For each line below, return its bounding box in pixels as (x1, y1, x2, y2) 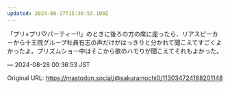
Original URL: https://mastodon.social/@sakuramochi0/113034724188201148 (7, 73, 224, 82)
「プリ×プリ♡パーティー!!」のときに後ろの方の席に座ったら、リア (7, 29, 194, 38)
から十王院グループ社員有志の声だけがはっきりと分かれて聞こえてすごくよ (12, 38, 222, 47)
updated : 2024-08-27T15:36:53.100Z (7, 10, 109, 17)
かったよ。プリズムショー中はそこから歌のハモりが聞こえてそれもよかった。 (7, 47, 222, 55)
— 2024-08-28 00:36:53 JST (7, 60, 90, 68)
